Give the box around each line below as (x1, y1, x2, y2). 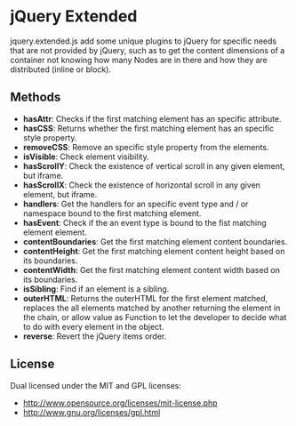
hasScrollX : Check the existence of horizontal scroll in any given (22, 180, 261, 190)
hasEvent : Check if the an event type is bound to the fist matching (22, 217, 267, 228)
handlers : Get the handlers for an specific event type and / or (22, 198, 249, 209)
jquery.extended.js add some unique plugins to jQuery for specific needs (10, 36, 277, 46)
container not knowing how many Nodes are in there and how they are (10, 54, 268, 65)
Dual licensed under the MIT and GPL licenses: (10, 380, 181, 390)
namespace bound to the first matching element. (22, 207, 202, 219)
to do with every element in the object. (22, 321, 164, 332)
